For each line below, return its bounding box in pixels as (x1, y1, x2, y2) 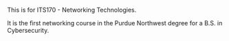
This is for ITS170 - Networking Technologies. (7, 6, 137, 14)
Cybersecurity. (7, 27, 50, 34)
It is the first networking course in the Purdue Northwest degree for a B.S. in (7, 19, 223, 27)
